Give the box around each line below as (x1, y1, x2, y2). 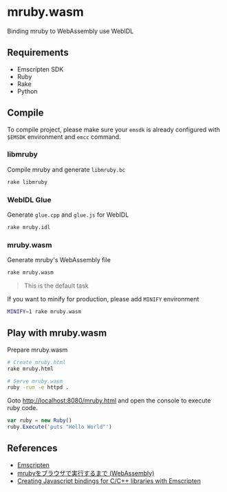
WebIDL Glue (7, 195, 52, 204)
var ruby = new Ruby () (7, 417, 72, 424)
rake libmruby (7, 178, 48, 186)
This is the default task (23, 281, 89, 290)
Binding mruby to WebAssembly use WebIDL (7, 27, 134, 35)
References (7, 442, 58, 454)
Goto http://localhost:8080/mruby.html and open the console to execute (7, 396, 211, 405)
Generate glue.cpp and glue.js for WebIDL (7, 211, 129, 219)
